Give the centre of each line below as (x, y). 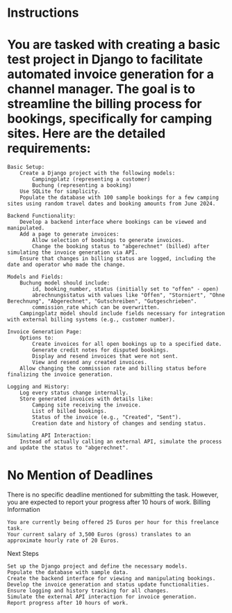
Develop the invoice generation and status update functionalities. (108, 585)
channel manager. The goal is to (101, 89)
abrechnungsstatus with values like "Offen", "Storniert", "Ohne (129, 295)
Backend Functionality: (42, 216)
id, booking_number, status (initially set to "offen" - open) (125, 289)
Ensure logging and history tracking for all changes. (88, 591)
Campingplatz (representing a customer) (91, 179)
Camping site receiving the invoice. (86, 405)
